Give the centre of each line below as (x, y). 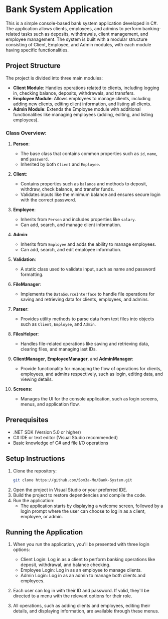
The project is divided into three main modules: (54, 78)
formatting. (32, 274)
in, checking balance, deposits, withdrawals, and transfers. (74, 93)
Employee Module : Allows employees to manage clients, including (82, 98)
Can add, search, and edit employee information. (71, 250)
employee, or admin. (42, 516)
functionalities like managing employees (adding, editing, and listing (83, 114)
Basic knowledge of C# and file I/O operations (60, 443)
